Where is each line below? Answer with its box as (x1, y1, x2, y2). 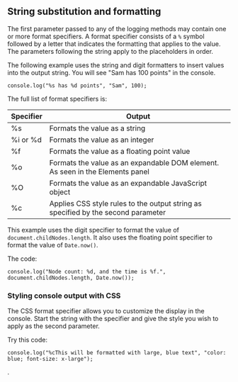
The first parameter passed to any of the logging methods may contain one (7, 24, 227, 33)
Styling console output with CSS (7, 291, 121, 300)
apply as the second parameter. (7, 322, 101, 330)
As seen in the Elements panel (49, 167, 150, 176)
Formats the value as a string (49, 123, 146, 133)
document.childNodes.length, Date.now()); (7, 274, 135, 281)
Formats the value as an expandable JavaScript (49, 178, 208, 188)
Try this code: (7, 336, 48, 344)
